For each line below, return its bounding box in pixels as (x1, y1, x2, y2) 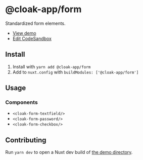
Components (5, 99, 38, 106)
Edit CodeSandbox (12, 35, 52, 42)
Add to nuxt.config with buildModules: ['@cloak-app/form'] (12, 69, 139, 75)
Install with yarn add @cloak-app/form (12, 63, 91, 69)
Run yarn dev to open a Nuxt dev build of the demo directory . (5, 149, 133, 155)
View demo (12, 30, 36, 36)
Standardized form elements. (5, 20, 66, 26)
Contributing (5, 136, 46, 144)
